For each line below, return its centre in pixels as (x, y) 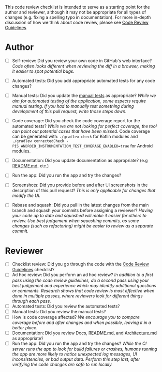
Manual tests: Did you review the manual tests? (59, 311)
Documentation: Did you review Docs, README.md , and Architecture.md (84, 333)
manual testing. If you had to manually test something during (73, 106)
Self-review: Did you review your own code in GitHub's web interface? (82, 61)
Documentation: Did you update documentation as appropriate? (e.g (80, 161)
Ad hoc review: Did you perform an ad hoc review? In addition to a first (83, 275)
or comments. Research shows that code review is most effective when (83, 291)
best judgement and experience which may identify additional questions (84, 285)
